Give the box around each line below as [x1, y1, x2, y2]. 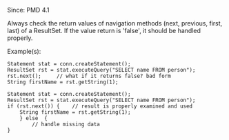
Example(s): [7, 48, 41, 55]
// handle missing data [32, 121, 100, 128]
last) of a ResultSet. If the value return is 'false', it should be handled [7, 27, 201, 34]
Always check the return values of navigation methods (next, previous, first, [7, 19, 223, 27]
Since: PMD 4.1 [7, 6, 50, 14]
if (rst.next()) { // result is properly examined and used [7, 103, 193, 110]
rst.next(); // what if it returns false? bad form [7, 72, 171, 79]
